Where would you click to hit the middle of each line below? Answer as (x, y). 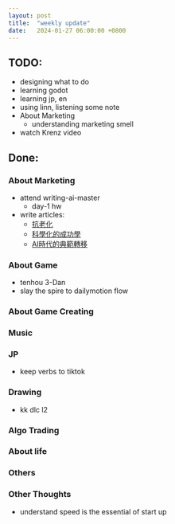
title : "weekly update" (49, 23)
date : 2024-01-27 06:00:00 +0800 (67, 30)
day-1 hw (47, 206)
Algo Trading (34, 430)
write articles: (42, 214)
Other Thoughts (40, 495)
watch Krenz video (51, 133)
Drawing (25, 393)
